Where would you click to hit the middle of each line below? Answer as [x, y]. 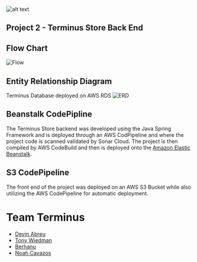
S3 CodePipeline [38, 173]
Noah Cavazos [33, 252]
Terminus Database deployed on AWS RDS [59, 96]
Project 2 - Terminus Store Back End [75, 28]
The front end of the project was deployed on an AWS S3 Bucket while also [98, 187]
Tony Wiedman [33, 240]
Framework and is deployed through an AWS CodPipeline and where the [95, 135]
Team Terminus [46, 217]
